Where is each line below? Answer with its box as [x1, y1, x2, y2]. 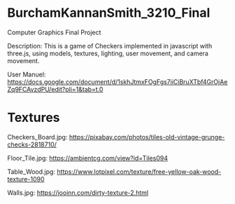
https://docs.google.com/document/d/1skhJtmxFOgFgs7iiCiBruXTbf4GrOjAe [7, 77, 228, 86]
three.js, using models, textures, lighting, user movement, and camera [7, 49, 208, 57]
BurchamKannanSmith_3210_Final [7, 5, 211, 21]
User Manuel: [7, 70, 46, 79]
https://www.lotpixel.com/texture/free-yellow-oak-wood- [57, 167, 222, 176]
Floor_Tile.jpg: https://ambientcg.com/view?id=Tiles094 [7, 154, 168, 162]
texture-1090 [7, 175, 45, 183]
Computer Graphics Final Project [7, 28, 101, 36]
